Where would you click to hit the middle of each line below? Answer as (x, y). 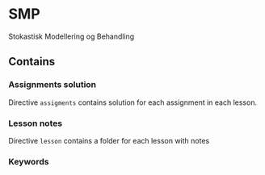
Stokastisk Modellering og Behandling (72, 36)
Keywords (29, 161)
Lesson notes (36, 123)
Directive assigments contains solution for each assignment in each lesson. (132, 102)
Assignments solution (53, 85)
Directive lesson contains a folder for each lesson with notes (109, 140)
